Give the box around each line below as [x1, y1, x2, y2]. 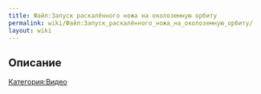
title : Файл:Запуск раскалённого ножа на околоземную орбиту [8, 11, 218, 20]
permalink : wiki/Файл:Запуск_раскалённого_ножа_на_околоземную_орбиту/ [8, 19, 253, 27]
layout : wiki [8, 26, 52, 34]
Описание [8, 56, 62, 69]
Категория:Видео [8, 77, 68, 87]
